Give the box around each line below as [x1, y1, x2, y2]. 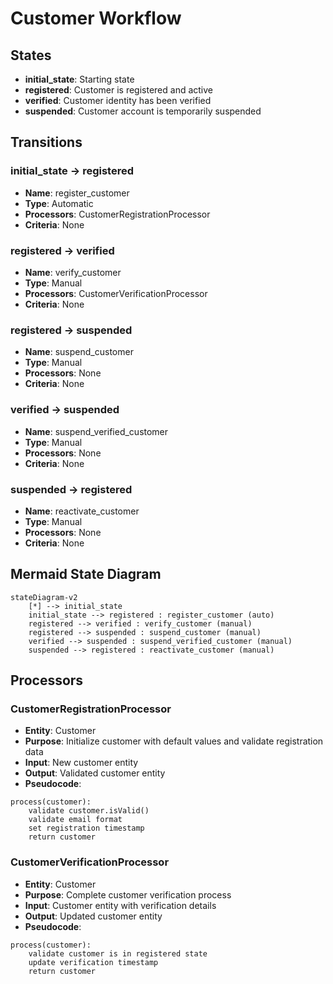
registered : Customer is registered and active [24, 84, 214, 96]
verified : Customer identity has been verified [24, 95, 212, 106]
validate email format [28, 815, 123, 825]
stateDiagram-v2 [10, 592, 78, 602]
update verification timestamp [28, 957, 159, 967]
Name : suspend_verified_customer [24, 425, 169, 437]
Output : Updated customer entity [24, 910, 163, 922]
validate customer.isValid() [28, 806, 150, 816]
